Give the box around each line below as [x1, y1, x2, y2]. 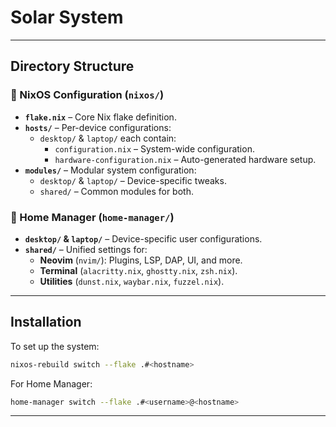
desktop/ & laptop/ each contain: [39, 132, 177, 144]
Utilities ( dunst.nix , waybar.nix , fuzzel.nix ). [39, 275, 225, 287]
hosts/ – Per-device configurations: [24, 121, 172, 133]
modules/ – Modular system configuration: [24, 164, 197, 176]
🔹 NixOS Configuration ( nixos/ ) [10, 88, 165, 102]
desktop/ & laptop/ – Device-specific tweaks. [39, 174, 227, 186]
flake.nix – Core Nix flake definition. [24, 111, 177, 123]
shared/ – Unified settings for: [24, 243, 148, 255]
